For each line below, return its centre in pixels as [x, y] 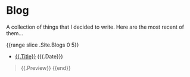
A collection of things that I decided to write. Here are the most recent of [95, 27]
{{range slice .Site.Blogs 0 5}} [43, 45]
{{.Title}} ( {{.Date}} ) [39, 56]
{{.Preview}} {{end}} [46, 68]
